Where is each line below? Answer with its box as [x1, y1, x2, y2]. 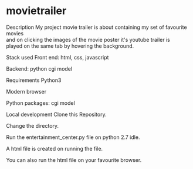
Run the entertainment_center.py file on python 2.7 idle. [6, 134, 140, 141]
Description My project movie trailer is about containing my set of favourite [6, 24, 187, 31]
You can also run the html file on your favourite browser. [6, 156, 142, 163]
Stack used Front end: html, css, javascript [6, 54, 109, 61]
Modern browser [6, 88, 47, 95]
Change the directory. [6, 122, 59, 129]
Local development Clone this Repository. [6, 111, 107, 118]
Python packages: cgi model [6, 99, 75, 107]
